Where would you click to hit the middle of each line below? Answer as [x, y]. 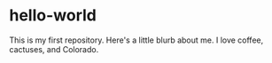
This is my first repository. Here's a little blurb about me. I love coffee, [136, 40]
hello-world [53, 16]
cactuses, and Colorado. [54, 49]
